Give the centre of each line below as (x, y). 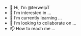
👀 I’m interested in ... (30, 13)
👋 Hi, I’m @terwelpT (30, 8)
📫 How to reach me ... (32, 28)
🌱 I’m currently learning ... (36, 18)
